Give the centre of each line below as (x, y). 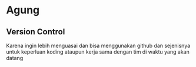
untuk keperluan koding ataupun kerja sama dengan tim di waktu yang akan (98, 52)
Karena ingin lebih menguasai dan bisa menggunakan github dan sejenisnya (98, 45)
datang (15, 58)
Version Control (36, 32)
